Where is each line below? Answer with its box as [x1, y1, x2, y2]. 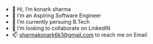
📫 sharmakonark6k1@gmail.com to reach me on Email [11, 32, 148, 38]
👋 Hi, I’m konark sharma [11, 6, 71, 12]
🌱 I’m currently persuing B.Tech [11, 18, 90, 25]
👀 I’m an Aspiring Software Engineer [11, 12, 101, 19]
